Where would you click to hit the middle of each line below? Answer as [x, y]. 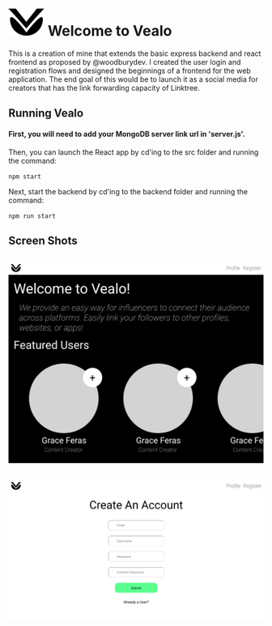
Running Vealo [46, 113]
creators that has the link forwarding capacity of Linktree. [104, 87]
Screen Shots [43, 240]
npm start [25, 177]
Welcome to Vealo [110, 31]
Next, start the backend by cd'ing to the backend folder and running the [128, 191]
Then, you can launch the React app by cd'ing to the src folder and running [134, 152]
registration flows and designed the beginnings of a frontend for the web [130, 70]
